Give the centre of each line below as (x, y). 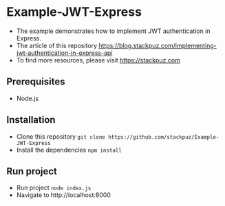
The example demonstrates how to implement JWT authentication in (113, 31)
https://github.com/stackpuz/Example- (164, 137)
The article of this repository (57, 45)
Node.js (28, 98)
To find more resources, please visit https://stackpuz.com (98, 60)
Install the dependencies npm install (69, 150)
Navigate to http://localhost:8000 (64, 195)
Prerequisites (36, 82)
